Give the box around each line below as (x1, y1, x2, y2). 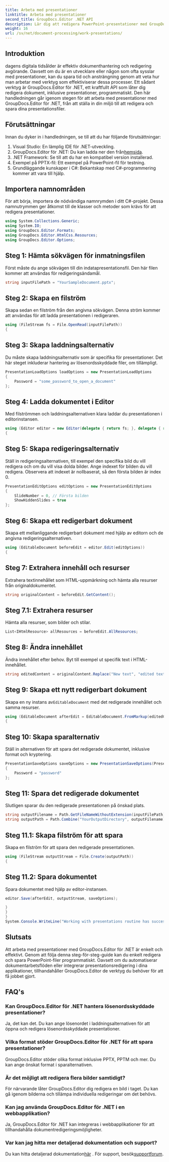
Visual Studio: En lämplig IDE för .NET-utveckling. (12, 143, 115, 149)
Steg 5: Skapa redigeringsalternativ (5, 445, 119, 453)
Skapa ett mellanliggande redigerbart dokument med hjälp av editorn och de (5, 530, 163, 536)
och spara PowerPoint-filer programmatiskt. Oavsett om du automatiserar (5, 957, 157, 963)
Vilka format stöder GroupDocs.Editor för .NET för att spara (5, 1038, 153, 1046)
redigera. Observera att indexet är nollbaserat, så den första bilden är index (5, 468, 161, 474)
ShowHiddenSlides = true (14, 498, 66, 503)
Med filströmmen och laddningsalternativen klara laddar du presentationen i (5, 411, 162, 417)
